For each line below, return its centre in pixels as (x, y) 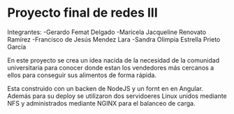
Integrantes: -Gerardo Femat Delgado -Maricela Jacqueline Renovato (107, 32)
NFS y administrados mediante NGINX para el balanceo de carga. (101, 103)
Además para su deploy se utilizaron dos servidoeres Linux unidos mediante (117, 96)
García (17, 47)
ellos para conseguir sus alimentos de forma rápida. (82, 75)
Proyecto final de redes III (83, 13)
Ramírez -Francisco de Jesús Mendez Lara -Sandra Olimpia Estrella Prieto (114, 39)
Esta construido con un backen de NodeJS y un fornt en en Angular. (105, 88)
